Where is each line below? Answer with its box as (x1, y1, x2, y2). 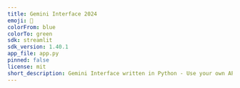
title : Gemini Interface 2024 (7, 10, 98, 18)
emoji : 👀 (7, 17, 34, 24)
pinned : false (7, 57, 50, 64)
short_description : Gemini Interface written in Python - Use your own (7, 70, 225, 77)
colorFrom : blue (7, 23, 56, 31)
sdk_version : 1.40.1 (7, 43, 69, 50)
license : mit (7, 63, 46, 70)
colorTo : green (7, 30, 53, 38)
